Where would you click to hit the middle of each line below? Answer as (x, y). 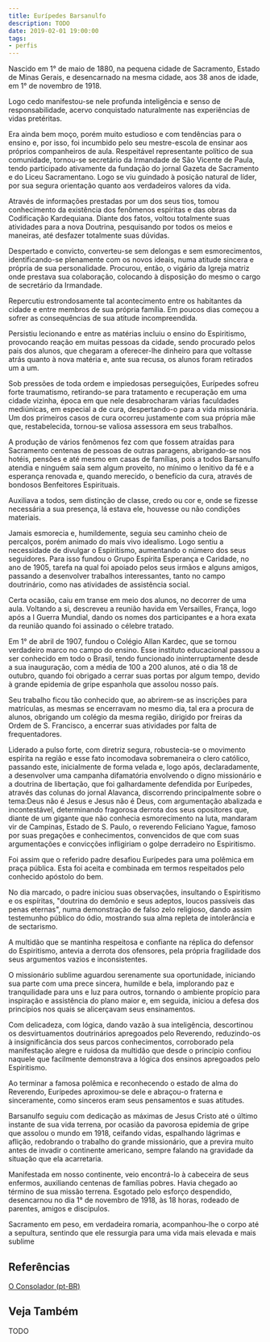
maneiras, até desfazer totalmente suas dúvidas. (89, 235)
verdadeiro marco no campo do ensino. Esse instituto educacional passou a (134, 650)
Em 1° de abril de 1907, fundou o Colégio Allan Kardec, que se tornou (123, 642)
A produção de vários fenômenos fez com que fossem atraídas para (122, 442)
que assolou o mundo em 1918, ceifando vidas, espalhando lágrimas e (125, 1133)
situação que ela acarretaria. (56, 1159)
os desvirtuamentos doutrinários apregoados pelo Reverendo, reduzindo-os (135, 1033)
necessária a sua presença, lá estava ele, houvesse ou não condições (125, 509)
